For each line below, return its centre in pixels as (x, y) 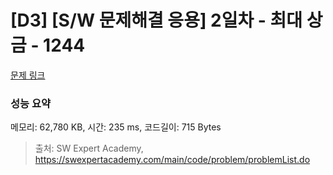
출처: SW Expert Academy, (89, 148)
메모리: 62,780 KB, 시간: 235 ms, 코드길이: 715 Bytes (116, 127)
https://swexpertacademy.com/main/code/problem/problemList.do (172, 160)
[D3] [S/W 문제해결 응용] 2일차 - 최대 (156, 20)
